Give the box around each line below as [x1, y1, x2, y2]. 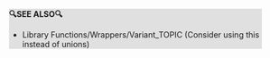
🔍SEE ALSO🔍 [9, 9, 63, 19]
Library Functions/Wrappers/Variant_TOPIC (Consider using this [22, 29, 260, 40]
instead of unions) [22, 39, 90, 49]
